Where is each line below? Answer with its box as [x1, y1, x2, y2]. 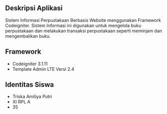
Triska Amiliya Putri [12, 94, 52, 100]
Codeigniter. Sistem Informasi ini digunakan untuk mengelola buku [5, 22, 142, 28]
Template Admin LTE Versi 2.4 [12, 66, 75, 72]
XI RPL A [12, 99, 31, 105]
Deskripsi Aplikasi [5, 4, 63, 12]
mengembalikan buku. [5, 33, 51, 39]
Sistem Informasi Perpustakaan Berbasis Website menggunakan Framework [5, 17, 161, 23]
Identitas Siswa [5, 81, 54, 89]
